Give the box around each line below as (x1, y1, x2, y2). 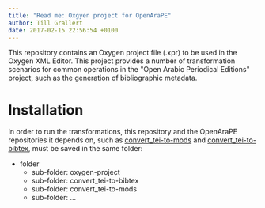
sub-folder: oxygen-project (31, 168, 120, 177)
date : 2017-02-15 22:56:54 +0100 (8, 26, 119, 34)
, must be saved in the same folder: (28, 144, 143, 153)
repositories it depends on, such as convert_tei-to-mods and (8, 135, 206, 145)
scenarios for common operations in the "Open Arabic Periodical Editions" (8, 65, 251, 74)
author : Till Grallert (8, 19, 83, 27)
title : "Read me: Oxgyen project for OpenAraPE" (8, 11, 172, 20)
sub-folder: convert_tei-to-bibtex (31, 176, 139, 186)
